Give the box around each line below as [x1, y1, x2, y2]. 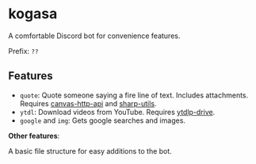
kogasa [8, 5, 58, 23]
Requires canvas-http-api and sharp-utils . [19, 98, 157, 108]
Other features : [8, 131, 60, 140]
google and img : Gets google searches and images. [19, 116, 186, 125]
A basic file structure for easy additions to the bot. [8, 146, 172, 155]
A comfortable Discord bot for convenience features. [8, 31, 181, 40]
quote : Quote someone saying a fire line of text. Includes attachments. [19, 90, 249, 100]
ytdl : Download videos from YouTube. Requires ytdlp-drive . [19, 107, 216, 116]
